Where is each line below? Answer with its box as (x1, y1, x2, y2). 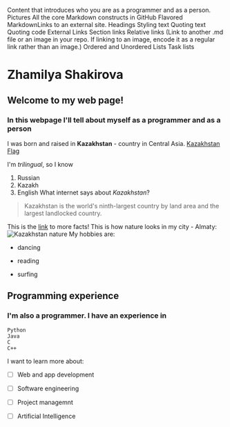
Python (7, 327, 26, 334)
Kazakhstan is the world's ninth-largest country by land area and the (23, 201, 220, 210)
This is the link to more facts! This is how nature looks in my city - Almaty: (7, 222, 218, 230)
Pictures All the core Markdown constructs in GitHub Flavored (7, 13, 183, 21)
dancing (17, 243, 41, 251)
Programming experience (7, 290, 119, 302)
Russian (17, 173, 40, 182)
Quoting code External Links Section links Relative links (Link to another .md (7, 28, 224, 36)
